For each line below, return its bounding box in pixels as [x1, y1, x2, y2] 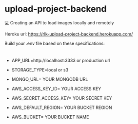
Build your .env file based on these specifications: [4, 40, 105, 46]
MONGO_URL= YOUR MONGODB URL [11, 76, 88, 82]
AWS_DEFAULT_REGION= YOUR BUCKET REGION [11, 105, 112, 110]
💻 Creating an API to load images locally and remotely [4, 19, 114, 25]
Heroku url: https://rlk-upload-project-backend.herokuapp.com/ [4, 31, 133, 37]
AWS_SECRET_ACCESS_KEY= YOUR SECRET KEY [11, 95, 112, 101]
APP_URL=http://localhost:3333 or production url [11, 57, 111, 64]
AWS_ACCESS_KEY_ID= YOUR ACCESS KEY [11, 86, 101, 92]
